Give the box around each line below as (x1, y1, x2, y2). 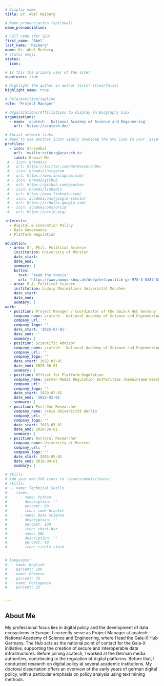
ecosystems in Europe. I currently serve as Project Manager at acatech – (5, 629, 151, 635)
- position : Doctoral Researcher (9, 436, 78, 441)
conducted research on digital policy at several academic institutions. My (5, 661, 152, 666)
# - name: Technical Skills (5, 485, 64, 491)
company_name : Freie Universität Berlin (14, 409, 97, 414)
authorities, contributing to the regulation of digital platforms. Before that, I (5, 655, 155, 662)
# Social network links (5, 132, 54, 137)
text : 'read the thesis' (18, 272, 69, 277)
